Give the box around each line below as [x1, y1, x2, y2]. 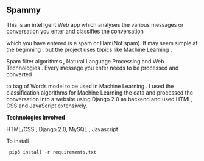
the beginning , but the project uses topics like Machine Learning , [6, 46, 172, 53]
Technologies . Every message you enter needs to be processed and [6, 64, 179, 71]
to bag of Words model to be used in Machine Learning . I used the [6, 82, 174, 90]
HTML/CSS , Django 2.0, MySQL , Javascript [6, 125, 119, 133]
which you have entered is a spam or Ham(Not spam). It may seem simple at [6, 39, 198, 46]
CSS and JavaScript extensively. [6, 102, 88, 109]
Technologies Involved [6, 113, 65, 121]
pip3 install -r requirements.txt [9, 149, 97, 155]
